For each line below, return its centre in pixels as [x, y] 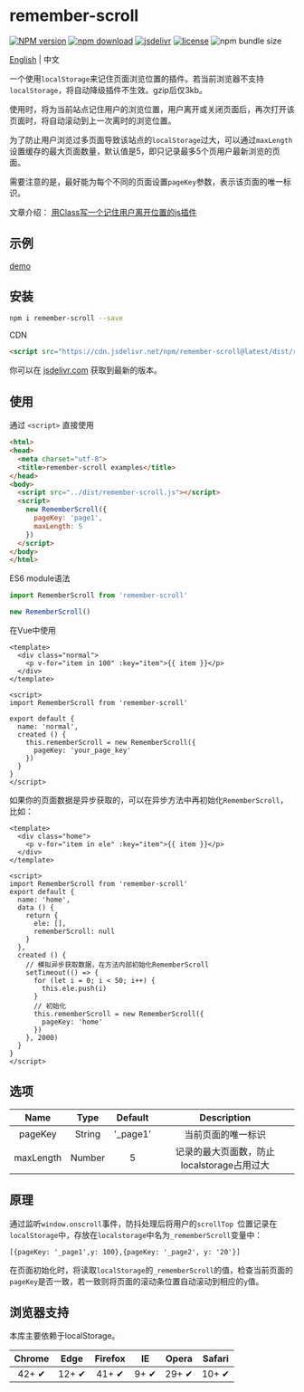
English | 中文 [35, 59]
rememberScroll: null [74, 931]
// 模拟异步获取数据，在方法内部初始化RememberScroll [118, 965]
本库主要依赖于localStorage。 [65, 1336]
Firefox [110, 1359]
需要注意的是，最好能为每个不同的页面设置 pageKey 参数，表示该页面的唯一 [147, 181]
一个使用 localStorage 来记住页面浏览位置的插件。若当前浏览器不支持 [137, 79]
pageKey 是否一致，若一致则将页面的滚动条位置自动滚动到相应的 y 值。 [137, 1281]
